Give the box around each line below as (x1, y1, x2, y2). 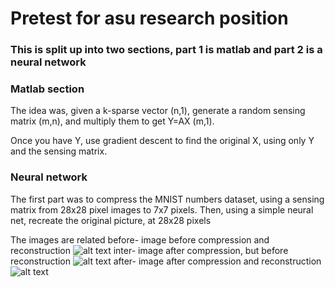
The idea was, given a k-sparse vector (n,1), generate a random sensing (10, 105, 306, 117)
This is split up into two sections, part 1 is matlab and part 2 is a (10, 43, 323, 57)
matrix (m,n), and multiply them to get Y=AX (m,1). (10, 115, 215, 127)
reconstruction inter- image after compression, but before (10, 244, 289, 256)
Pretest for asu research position (10, 7, 289, 30)
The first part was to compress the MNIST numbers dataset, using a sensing (10, 193, 325, 205)
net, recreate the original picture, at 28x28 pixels (10, 214, 212, 226)
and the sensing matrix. (10, 145, 108, 157)
